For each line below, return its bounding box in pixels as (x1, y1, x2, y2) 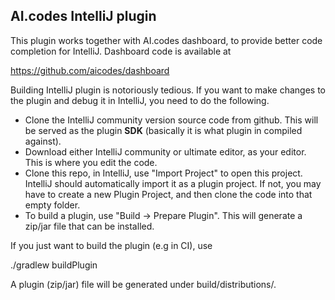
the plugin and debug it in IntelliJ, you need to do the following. (10, 94, 270, 106)
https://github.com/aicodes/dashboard (10, 64, 170, 76)
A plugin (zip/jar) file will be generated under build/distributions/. (10, 278, 277, 290)
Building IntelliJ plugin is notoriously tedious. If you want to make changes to (10, 84, 326, 96)
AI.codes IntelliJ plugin (10, 8, 157, 25)
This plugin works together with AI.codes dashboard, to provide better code (10, 34, 323, 46)
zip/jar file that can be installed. (24, 220, 155, 232)
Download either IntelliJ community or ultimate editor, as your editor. (24, 145, 307, 158)
